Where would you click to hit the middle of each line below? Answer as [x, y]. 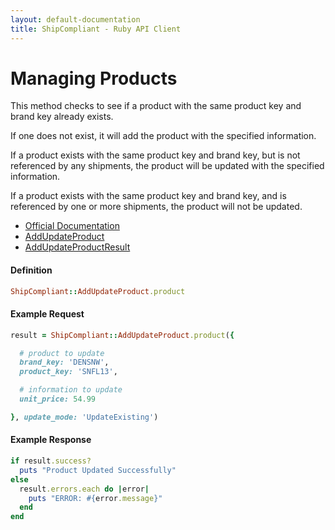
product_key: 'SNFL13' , [68, 372]
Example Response [51, 440]
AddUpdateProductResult [77, 247]
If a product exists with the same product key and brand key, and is [148, 196]
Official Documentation [72, 226]
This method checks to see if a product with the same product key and [156, 106]
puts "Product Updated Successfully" [98, 470]
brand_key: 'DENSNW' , [64, 362]
